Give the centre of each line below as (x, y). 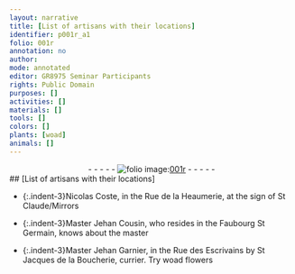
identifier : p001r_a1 (50, 34)
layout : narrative (44, 18)
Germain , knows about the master (85, 233)
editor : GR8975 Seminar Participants (80, 77)
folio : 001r (32, 43)
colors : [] (30, 127)
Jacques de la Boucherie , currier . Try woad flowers (118, 260)
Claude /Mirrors (51, 205)
